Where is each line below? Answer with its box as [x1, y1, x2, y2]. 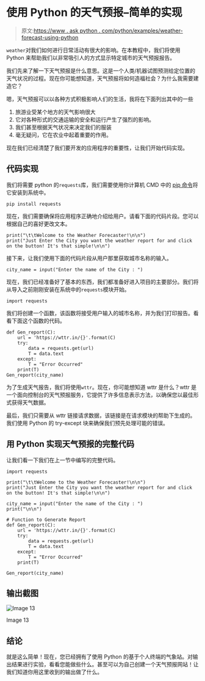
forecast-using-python [21, 34, 79, 41]
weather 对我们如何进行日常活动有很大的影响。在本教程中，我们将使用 [6, 46, 181, 54]
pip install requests [6, 201, 62, 207]
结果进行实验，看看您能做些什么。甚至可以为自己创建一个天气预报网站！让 [11, 661, 199, 668]
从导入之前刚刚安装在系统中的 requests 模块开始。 [6, 285, 130, 293]
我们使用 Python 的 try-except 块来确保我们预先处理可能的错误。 [6, 419, 169, 426]
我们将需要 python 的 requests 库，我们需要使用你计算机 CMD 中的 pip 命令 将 [6, 181, 198, 188]
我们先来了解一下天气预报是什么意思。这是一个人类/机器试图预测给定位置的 [6, 67, 196, 74]
